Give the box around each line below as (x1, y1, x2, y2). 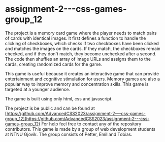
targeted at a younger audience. (5, 86, 70, 92)
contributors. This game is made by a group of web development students (5, 126, 156, 132)
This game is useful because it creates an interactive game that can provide (5, 71, 159, 76)
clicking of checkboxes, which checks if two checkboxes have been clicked (5, 40, 159, 46)
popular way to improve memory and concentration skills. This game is (5, 81, 149, 87)
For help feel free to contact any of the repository (41, 121, 142, 127)
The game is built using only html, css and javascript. (5, 95, 113, 101)
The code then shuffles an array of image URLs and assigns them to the (5, 56, 151, 62)
